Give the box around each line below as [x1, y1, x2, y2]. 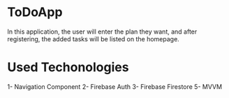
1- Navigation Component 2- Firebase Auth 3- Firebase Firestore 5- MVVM [7, 82, 222, 91]
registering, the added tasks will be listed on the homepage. [7, 34, 179, 43]
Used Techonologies [7, 59, 129, 76]
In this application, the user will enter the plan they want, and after [7, 27, 198, 36]
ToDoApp [7, 4, 63, 20]
